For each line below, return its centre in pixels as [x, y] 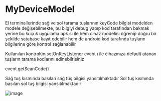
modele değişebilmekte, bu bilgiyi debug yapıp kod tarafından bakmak [77, 28]
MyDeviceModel [40, 9]
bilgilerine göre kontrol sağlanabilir [41, 44]
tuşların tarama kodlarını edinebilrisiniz [45, 59]
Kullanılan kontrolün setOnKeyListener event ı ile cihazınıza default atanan [81, 54]
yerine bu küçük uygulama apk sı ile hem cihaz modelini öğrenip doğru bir [81, 33]
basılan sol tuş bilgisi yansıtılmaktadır [43, 84]
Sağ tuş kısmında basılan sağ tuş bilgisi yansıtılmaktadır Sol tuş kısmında [80, 78]
